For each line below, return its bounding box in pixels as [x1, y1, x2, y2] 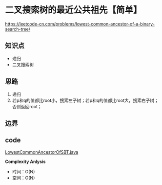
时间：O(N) [12, 168, 35, 174]
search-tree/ [5, 26, 31, 32]
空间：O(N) [12, 175, 35, 181]
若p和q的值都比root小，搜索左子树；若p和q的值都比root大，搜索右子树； [12, 97, 159, 103]
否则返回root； [12, 103, 42, 109]
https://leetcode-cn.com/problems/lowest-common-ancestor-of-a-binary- [5, 21, 155, 27]
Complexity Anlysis [5, 159, 46, 164]
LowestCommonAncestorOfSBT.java [5, 149, 79, 155]
